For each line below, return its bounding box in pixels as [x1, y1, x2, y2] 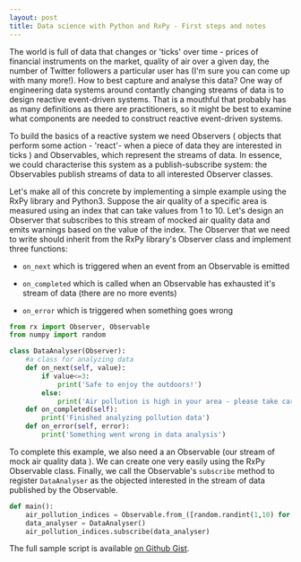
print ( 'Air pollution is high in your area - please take [56, 397, 279, 406]
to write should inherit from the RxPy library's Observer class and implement [9, 233, 291, 244]
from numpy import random [9, 330, 106, 339]
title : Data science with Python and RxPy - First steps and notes [9, 22, 267, 31]
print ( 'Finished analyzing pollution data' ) [41, 414, 211, 423]
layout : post [9, 13, 58, 22]
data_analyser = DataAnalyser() [25, 518, 146, 528]
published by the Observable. [9, 484, 118, 495]
